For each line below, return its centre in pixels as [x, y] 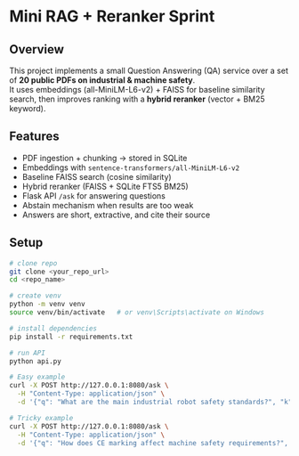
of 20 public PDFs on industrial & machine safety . [102, 80]
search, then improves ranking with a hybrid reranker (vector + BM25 [137, 99]
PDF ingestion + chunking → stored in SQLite [105, 158]
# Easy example [37, 377]
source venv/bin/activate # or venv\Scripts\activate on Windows [137, 313]
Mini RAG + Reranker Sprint [112, 16]
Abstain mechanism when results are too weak [108, 205]
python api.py [36, 361]
